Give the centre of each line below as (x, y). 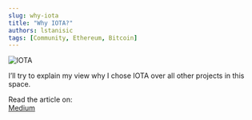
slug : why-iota (34, 15)
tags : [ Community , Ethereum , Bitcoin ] (73, 38)
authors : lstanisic (41, 30)
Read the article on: (40, 99)
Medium (22, 108)
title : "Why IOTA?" (41, 23)
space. (20, 84)
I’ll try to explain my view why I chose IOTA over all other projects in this (126, 75)
